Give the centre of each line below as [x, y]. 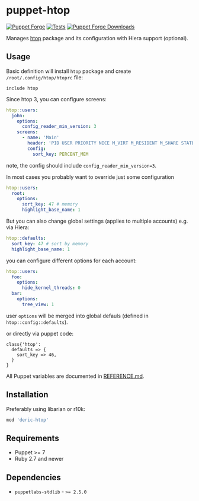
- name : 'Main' [41, 138]
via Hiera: [18, 227]
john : [18, 115]
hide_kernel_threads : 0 [51, 288]
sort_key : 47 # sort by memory [50, 243]
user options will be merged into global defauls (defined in [78, 316]
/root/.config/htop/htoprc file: [45, 77]
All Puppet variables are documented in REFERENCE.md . [75, 376]
